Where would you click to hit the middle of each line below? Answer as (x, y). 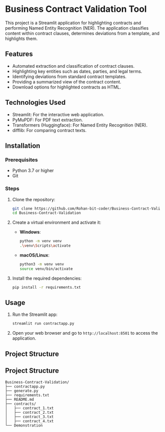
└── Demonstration (24, 425)
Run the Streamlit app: (35, 314)
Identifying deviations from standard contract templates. (69, 76)
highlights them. (21, 39)
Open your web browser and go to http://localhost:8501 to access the (85, 333)
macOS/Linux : (34, 255)
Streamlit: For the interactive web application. (58, 114)
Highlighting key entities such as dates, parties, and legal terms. (77, 71)
